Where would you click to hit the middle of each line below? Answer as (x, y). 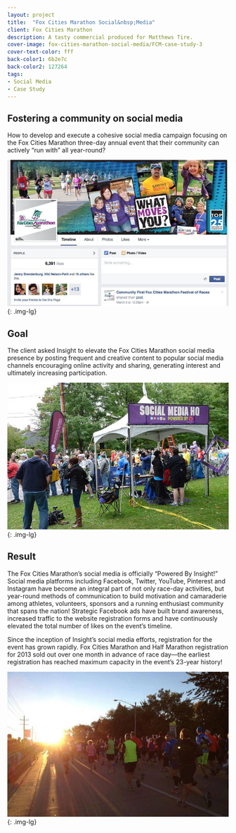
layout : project (31, 15)
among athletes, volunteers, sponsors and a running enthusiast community (116, 603)
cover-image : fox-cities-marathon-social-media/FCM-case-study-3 (105, 45)
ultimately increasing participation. (57, 373)
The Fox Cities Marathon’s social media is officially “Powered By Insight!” (113, 574)
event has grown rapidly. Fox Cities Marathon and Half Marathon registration (118, 647)
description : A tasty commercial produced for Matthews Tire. (100, 37)
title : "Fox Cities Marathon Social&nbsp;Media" (81, 22)
